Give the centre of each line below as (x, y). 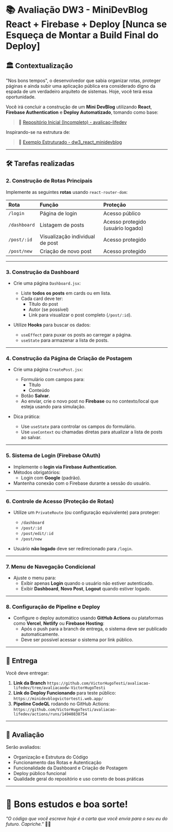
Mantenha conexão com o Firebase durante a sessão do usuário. (82, 483)
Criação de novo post (66, 251)
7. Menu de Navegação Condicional (51, 566)
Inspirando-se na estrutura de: (38, 132)
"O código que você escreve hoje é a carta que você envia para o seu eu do (87, 819)
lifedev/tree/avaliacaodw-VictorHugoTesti (59, 688)
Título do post (43, 304)
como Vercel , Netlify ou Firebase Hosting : (59, 623)
